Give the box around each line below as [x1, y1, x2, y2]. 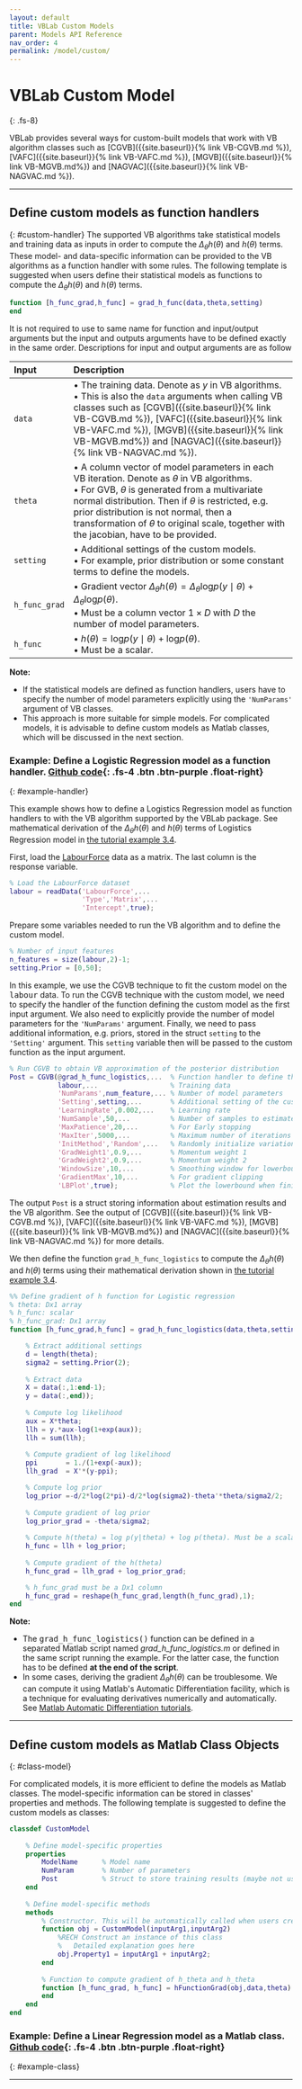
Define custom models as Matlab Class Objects [9, 1737, 280, 1753]
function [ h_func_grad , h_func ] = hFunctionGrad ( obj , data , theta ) [41, 1983, 292, 1993]
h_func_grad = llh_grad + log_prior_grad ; [25, 1566, 187, 1575]
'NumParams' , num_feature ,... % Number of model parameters [57, 1089, 283, 1098]
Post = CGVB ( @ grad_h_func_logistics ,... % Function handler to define [9, 1072, 283, 1081]
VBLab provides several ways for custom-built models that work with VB [9, 132, 278, 144]
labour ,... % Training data [57, 1080, 231, 1089]
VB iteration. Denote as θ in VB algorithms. [73, 472, 253, 485]
